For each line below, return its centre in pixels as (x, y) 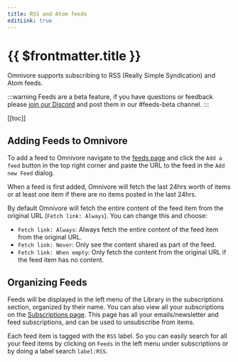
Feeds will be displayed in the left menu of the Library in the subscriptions (115, 299)
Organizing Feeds (47, 282)
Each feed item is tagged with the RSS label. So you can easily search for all (117, 336)
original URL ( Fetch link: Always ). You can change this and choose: (108, 216)
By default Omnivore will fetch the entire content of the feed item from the (115, 208)
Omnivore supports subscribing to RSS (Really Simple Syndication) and (111, 76)
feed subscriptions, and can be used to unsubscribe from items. (101, 322)
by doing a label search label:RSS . (58, 351)
